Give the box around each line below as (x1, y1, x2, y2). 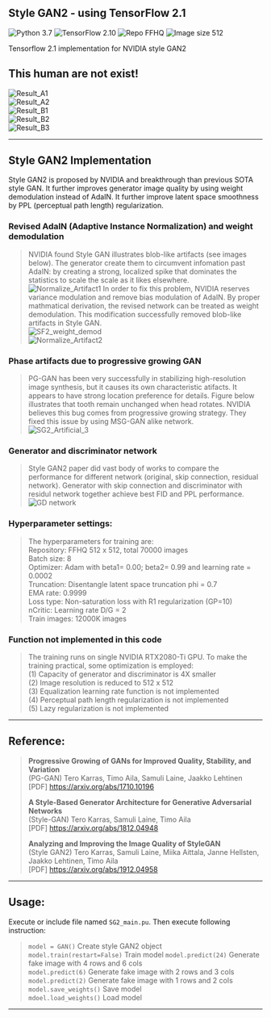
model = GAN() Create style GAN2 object (27, 940, 163, 951)
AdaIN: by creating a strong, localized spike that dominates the (27, 266, 237, 276)
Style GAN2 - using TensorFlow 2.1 (8, 6, 186, 20)
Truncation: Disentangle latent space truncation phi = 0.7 (27, 579, 218, 589)
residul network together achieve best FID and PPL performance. (27, 489, 244, 499)
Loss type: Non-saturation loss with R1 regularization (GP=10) (27, 597, 233, 606)
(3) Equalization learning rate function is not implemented (27, 686, 219, 696)
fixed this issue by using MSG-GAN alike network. (27, 417, 194, 426)
